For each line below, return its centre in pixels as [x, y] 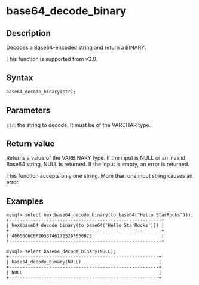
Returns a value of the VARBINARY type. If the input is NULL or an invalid [96, 158]
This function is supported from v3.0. [52, 59]
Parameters [28, 110]
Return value [30, 143]
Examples [25, 201]
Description [28, 33]
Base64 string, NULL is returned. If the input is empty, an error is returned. [98, 164]
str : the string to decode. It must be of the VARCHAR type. [79, 125]
